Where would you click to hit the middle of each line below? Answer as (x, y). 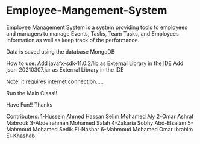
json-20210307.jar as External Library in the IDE (65, 69)
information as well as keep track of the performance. (73, 40)
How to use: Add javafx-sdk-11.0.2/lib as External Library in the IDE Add (95, 63)
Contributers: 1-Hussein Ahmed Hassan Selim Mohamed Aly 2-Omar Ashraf (100, 116)
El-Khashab (20, 136)
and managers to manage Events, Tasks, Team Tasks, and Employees (92, 33)
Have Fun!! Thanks (30, 105)
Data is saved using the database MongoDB (61, 51)
